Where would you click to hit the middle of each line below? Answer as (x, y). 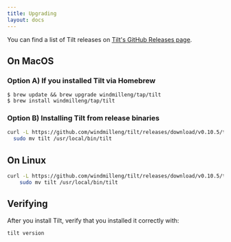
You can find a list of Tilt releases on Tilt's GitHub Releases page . (100, 39)
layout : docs (26, 20)
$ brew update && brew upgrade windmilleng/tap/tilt (84, 95)
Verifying (27, 204)
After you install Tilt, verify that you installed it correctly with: (93, 220)
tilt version (26, 233)
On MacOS (31, 61)
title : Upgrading (32, 13)
